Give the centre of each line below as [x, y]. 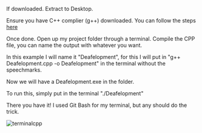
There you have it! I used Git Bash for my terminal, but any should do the [97, 105]
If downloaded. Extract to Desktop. [50, 9]
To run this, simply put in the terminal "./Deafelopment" [75, 93]
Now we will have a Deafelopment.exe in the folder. [70, 82]
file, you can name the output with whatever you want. [74, 45]
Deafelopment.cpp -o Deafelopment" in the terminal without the [86, 63]
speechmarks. [24, 70]
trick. [13, 111]
